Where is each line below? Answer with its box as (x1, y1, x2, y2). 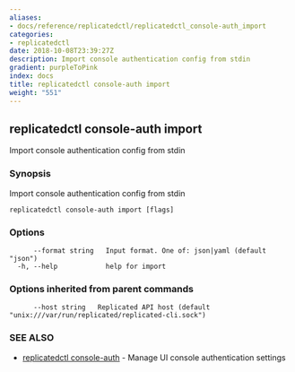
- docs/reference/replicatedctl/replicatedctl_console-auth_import (9, 22, 267, 30)
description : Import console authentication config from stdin (9, 55, 251, 64)
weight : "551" (9, 88, 63, 97)
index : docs (9, 72, 54, 81)
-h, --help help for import (17, 262, 167, 271)
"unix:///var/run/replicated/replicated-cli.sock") (9, 311, 206, 320)
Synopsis (9, 168, 51, 180)
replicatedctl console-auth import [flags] (9, 205, 175, 214)
